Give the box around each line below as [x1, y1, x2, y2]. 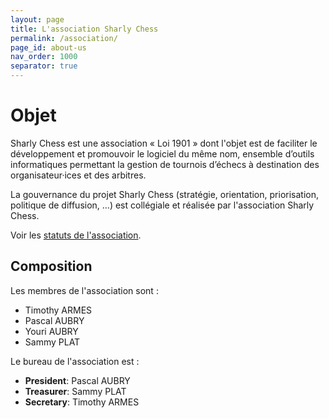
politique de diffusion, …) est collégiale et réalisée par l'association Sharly [10, 199, 315, 211]
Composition [10, 258, 93, 275]
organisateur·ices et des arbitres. [10, 169, 147, 181]
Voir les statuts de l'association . [10, 229, 142, 241]
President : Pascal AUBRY [24, 374, 131, 386]
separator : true [10, 61, 78, 71]
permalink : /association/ [10, 33, 118, 43]
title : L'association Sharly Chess [10, 24, 159, 34]
